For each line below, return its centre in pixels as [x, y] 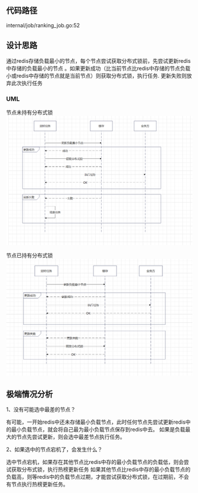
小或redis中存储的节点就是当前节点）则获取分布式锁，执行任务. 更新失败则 [97, 75]
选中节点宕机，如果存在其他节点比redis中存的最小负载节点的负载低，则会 [95, 462]
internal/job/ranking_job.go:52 [43, 25]
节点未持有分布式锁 [30, 112]
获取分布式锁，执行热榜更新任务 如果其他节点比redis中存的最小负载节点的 [101, 469]
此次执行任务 [27, 83]
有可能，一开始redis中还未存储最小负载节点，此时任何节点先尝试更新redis [96, 422]
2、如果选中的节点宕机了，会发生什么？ [54, 450]
